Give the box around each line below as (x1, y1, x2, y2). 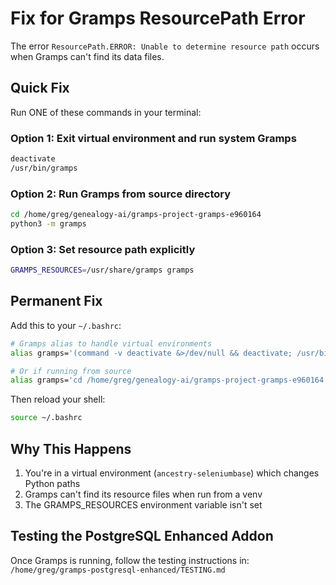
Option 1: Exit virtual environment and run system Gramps (10, 131, 297, 145)
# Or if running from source (10, 366, 132, 376)
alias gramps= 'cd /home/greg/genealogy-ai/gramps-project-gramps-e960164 (10, 375, 325, 386)
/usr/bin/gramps (10, 163, 78, 173)
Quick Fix (10, 80, 70, 97)
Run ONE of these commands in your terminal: (10, 106, 202, 118)
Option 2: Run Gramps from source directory (10, 187, 232, 201)
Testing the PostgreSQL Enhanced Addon (10, 528, 274, 545)
